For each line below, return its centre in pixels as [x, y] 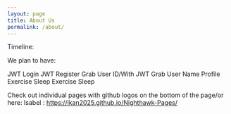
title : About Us [31, 20]
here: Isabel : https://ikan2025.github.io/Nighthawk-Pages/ [93, 103]
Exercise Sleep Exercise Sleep [51, 82]
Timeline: [21, 47]
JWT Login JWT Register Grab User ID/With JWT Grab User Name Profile [114, 74]
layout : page [26, 14]
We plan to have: [32, 61]
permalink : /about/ [36, 27]
